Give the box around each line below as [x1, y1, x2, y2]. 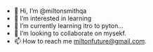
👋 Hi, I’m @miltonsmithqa [13, 7, 87, 15]
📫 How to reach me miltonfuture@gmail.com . [13, 37, 147, 45]
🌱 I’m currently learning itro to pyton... [13, 22, 124, 30]
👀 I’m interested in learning [13, 14, 92, 22]
